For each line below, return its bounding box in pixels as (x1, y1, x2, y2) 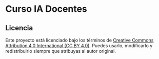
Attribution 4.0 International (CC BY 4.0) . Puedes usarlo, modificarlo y (5, 43, 153, 49)
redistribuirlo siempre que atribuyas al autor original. (5, 48, 116, 54)
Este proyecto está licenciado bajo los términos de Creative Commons (5, 37, 154, 43)
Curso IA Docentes (5, 3, 87, 15)
